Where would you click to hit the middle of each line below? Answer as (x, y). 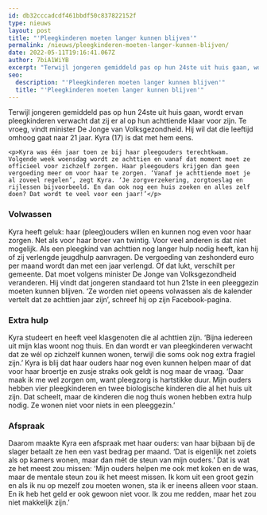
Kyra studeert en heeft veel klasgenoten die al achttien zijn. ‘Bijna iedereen (130, 337)
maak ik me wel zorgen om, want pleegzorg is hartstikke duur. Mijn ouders (130, 379)
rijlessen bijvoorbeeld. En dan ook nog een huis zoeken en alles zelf (129, 187)
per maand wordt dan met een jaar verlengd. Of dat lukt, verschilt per (122, 265)
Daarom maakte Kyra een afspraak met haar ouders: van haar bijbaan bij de (132, 443)
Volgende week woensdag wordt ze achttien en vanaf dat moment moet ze (129, 159)
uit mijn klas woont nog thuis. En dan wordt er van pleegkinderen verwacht (130, 346)
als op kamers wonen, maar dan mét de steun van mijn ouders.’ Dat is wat (129, 460)
